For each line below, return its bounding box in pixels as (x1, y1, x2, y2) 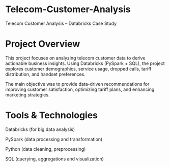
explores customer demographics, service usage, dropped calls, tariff (5, 65, 152, 72)
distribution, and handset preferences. (5, 71, 86, 77)
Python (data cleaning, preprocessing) (5, 146, 86, 152)
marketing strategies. (5, 91, 50, 97)
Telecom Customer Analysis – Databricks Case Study (5, 20, 117, 26)
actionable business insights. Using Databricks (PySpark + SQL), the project (5, 60, 165, 66)
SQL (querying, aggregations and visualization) (5, 156, 104, 162)
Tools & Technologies (5, 110, 98, 121)
